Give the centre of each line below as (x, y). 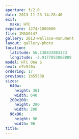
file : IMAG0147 (21, 34)
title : (12, 128)
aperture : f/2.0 (22, 10)
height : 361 (27, 90)
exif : (11, 19)
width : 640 (26, 95)
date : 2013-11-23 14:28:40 (34, 15)
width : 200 (26, 109)
